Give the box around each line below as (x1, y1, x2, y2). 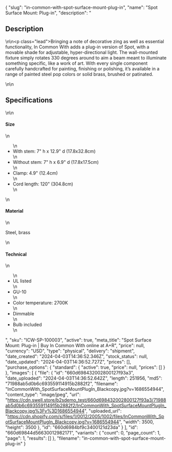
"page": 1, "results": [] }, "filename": (5, 435, 81, 441)
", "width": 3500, (119, 419, 155, 425)
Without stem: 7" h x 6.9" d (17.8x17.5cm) (12, 159, 99, 165)
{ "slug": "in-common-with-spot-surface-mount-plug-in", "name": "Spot (5, 5, 158, 10)
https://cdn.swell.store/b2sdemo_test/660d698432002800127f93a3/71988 (7, 397, 166, 403)
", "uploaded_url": (84, 408, 122, 414)
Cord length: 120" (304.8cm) (12, 181, 73, 187)
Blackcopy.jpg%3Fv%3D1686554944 (5, 408, 85, 414)
